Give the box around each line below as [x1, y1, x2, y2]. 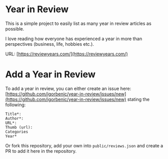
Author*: [5, 116, 24, 121]
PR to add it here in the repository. [5, 148, 77, 154]
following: [5, 102, 26, 108]
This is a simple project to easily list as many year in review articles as [5, 20, 152, 26]
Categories [5, 129, 28, 134]
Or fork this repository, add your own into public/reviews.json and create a [5, 142, 163, 148]
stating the [127, 96, 150, 102]
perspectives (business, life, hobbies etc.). [5, 41, 94, 47]
